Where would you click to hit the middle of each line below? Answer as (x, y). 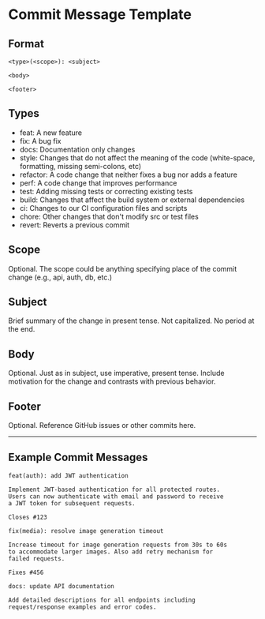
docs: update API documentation (61, 586)
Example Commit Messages (78, 458)
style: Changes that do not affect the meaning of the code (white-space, (137, 158)
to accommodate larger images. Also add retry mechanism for (111, 551)
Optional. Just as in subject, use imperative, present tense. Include (116, 373)
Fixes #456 (26, 572)
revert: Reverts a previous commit (75, 225)
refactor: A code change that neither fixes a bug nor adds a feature (129, 174)
